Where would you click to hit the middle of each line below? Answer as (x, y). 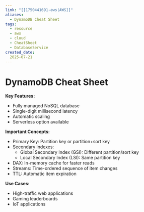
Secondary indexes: (33, 147)
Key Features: (20, 96)
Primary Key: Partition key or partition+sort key (61, 142)
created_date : (20, 52)
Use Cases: (17, 184)
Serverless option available (41, 122)
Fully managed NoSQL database (46, 106)
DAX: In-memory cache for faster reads (53, 163)
